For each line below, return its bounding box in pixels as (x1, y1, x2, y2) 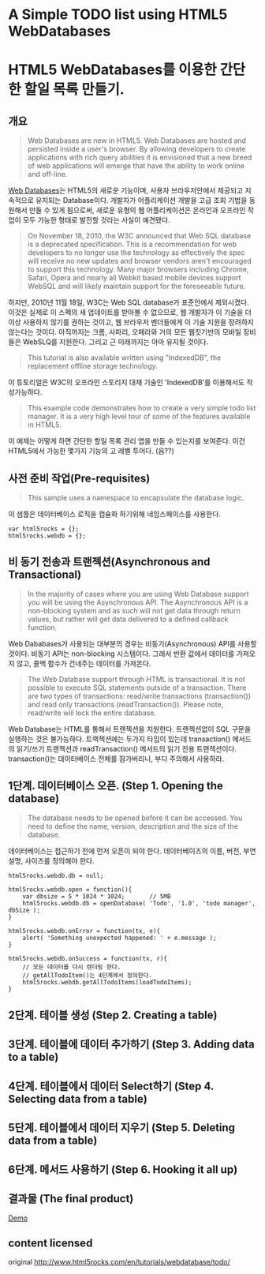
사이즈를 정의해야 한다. (24, 856, 95, 865)
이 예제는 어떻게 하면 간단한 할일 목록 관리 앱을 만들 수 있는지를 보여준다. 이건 (8, 437, 246, 446)
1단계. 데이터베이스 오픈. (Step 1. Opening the (8, 779, 223, 793)
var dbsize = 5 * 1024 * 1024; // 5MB (22, 892, 171, 901)
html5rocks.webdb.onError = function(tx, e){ (8, 927, 160, 935)
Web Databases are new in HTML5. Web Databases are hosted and (27, 136, 247, 145)
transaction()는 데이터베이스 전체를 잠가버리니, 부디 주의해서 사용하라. (8, 754, 225, 763)
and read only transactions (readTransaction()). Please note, (27, 699, 224, 709)
